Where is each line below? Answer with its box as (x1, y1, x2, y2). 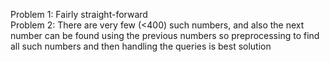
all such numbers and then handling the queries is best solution (10, 40, 272, 52)
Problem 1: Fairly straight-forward (10, 9, 148, 20)
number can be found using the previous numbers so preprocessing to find (10, 30, 320, 41)
